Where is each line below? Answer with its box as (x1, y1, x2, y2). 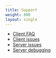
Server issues (12, 42, 42, 48)
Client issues (12, 36, 40, 42)
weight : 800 (5, 12, 31, 17)
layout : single (5, 17, 38, 22)
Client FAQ (12, 31, 35, 37)
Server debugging (12, 47, 51, 53)
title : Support (5, 7, 38, 13)
